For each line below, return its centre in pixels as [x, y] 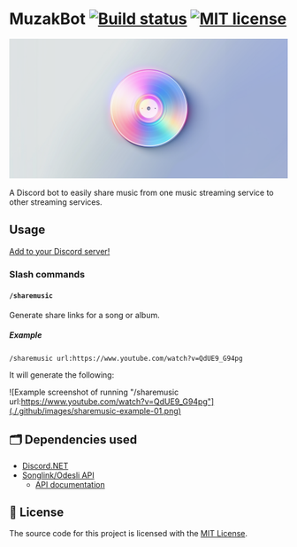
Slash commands [47, 274]
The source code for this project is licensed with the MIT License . [129, 534]
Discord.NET [45, 465]
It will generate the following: [62, 375]
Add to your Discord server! [60, 251]
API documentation [70, 484]
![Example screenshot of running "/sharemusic [94, 392]
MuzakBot [48, 19]
